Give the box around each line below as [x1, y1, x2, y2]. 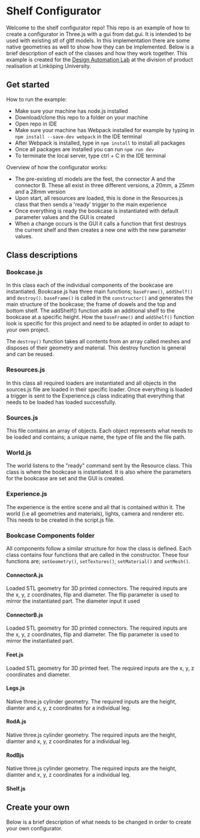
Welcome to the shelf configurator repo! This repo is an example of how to [6, 24, 190, 31]
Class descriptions [6, 250, 78, 261]
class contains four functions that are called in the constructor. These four [6, 551, 189, 558]
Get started [6, 80, 50, 90]
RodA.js [6, 718, 27, 725]
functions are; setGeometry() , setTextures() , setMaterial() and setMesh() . [6, 557, 190, 565]
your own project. [6, 326, 50, 334]
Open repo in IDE [14, 120, 57, 127]
